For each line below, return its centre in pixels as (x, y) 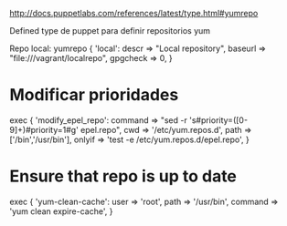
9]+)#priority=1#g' (44, 129)
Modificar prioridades (94, 95)
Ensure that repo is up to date (123, 176)
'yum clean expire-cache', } (61, 211)
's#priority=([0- (218, 120)
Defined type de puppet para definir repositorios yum (110, 31)
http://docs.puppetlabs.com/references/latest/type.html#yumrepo (134, 13)
